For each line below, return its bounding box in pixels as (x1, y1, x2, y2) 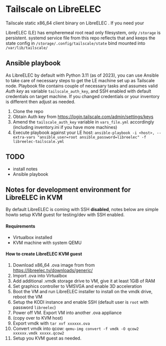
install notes (12, 166, 38, 172)
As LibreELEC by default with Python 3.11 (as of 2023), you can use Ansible (5, 72, 159, 78)
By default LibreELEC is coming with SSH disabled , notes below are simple (5, 207, 159, 213)
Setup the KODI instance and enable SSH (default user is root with (12, 299, 149, 305)
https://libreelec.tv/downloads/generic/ (12, 267, 93, 273)
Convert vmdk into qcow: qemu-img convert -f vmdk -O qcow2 (12, 325, 139, 332)
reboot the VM (12, 294, 43, 300)
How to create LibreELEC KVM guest (5, 251, 82, 257)
